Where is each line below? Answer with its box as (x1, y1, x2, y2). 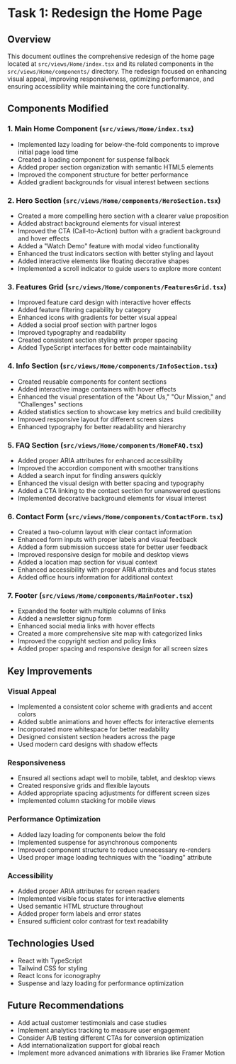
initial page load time (17, 148, 79, 156)
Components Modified (7, 103, 108, 115)
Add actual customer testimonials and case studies (17, 1018, 167, 1026)
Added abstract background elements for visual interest (17, 218, 181, 228)
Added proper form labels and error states (17, 909, 142, 918)
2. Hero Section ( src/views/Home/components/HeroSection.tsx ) (7, 195, 221, 205)
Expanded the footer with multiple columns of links (17, 606, 167, 615)
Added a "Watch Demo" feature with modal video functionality (17, 241, 200, 250)
